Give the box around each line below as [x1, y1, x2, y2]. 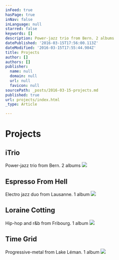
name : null [10, 69, 33, 74]
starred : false [5, 26, 37, 31]
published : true [5, 92, 39, 97]
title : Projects [5, 50, 39, 55]
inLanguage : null [5, 21, 42, 27]
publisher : [5, 64, 28, 69]
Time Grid [5, 235, 37, 244]
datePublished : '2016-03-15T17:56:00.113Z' [5, 41, 99, 46]
